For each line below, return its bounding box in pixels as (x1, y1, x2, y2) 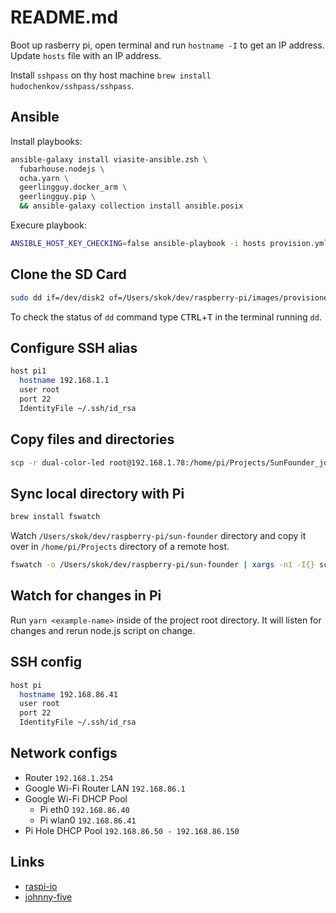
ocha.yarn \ (19, 173, 70, 183)
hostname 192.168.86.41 (19, 689, 118, 700)
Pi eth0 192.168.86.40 (39, 803, 130, 815)
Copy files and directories (10, 431, 175, 448)
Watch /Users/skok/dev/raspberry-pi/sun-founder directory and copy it (10, 530, 307, 542)
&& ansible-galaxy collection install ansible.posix (19, 201, 244, 211)
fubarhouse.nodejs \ (19, 164, 105, 174)
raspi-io (24, 880, 58, 892)
